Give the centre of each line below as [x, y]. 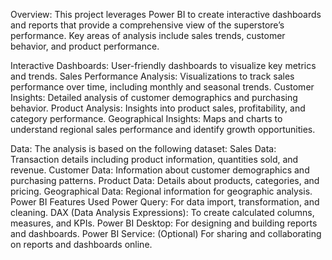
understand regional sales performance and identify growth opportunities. [163, 129]
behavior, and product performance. [85, 46]
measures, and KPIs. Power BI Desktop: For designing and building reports [164, 223]
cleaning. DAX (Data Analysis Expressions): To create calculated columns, [162, 212]
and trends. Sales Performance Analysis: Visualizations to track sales [152, 76]
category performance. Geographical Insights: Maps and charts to [146, 118]
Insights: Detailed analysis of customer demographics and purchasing [154, 97]
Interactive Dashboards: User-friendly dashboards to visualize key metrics [163, 65]
